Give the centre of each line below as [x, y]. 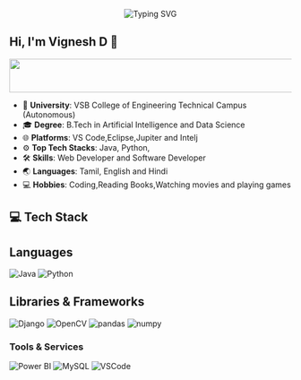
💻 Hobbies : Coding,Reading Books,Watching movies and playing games [156, 185]
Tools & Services [47, 347]
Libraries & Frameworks [77, 302]
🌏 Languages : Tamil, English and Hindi [95, 171]
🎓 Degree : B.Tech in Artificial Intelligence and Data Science [133, 125]
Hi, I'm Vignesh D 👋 [64, 42]
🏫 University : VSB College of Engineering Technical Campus [134, 105]
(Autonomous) [49, 114]
